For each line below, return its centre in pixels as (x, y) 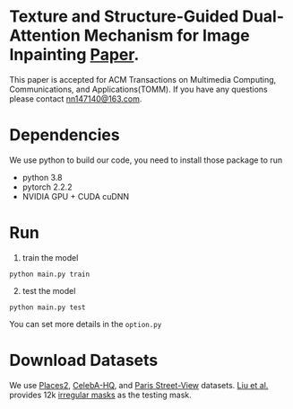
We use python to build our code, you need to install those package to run (146, 160)
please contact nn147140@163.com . (76, 98)
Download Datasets (84, 360)
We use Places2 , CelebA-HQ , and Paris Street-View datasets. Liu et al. (139, 385)
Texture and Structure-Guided (124, 17)
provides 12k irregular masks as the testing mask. (100, 395)
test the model (49, 290)
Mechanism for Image (167, 36)
